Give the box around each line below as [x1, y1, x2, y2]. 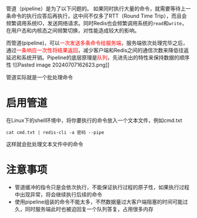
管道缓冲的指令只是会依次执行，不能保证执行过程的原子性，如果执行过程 [14, 184, 189, 191]
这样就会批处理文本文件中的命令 [6, 140, 83, 147]
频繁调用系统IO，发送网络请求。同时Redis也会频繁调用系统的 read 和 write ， [6, 20, 188, 26]
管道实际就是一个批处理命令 [6, 74, 73, 81]
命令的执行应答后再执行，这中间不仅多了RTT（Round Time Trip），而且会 [11, 12, 187, 19]
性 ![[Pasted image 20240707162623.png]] [6, 61, 110, 68]
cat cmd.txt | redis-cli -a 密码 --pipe [6, 129, 104, 136]
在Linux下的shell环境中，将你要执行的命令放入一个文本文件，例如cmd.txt [6, 116, 183, 124]
